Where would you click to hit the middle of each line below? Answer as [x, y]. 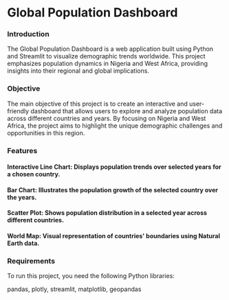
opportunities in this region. [46, 132]
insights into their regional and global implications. [78, 71]
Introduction [28, 34]
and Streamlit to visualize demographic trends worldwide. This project [106, 56]
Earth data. [23, 243]
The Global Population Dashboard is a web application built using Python [110, 49]
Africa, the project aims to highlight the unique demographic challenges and [115, 126]
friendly [18, 111]
